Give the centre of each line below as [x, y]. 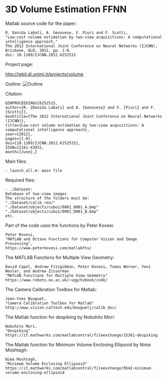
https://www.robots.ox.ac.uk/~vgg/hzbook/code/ [57, 280]
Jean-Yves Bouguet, [26, 299]
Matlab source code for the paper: [41, 23]
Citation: [14, 94]
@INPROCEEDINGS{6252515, [31, 103]
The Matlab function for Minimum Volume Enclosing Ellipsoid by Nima [78, 344]
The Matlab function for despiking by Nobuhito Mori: [60, 317]
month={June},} [21, 152]
